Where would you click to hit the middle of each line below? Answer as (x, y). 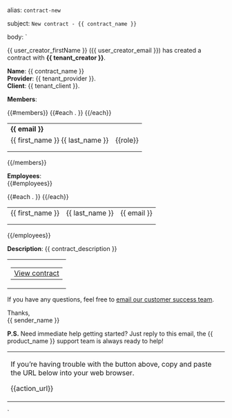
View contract (37, 273)
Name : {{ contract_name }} (46, 71)
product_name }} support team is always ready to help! (85, 341)
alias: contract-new (34, 10)
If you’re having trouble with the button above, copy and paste (111, 364)
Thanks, (19, 313)
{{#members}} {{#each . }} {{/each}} (59, 113)
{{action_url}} (32, 389)
